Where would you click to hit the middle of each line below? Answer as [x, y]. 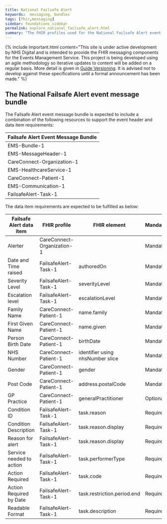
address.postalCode [102, 384]
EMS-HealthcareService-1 [40, 170]
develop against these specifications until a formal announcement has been [83, 73]
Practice [17, 401]
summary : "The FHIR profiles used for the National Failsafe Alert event [83, 33]
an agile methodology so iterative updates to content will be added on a [79, 63]
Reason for [20, 438]
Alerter [16, 246]
